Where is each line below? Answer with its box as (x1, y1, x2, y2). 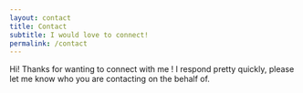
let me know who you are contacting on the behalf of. (9, 74, 210, 85)
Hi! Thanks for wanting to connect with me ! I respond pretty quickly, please (9, 64, 295, 75)
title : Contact (9, 22, 68, 31)
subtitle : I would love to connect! (9, 30, 149, 39)
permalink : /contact (9, 38, 89, 48)
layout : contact (9, 13, 71, 23)
